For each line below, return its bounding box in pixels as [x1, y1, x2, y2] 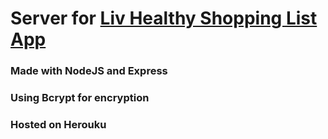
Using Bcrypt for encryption [10, 91, 150, 105]
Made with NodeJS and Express [10, 64, 168, 78]
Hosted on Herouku [10, 117, 107, 131]
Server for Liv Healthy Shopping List [10, 7, 318, 30]
